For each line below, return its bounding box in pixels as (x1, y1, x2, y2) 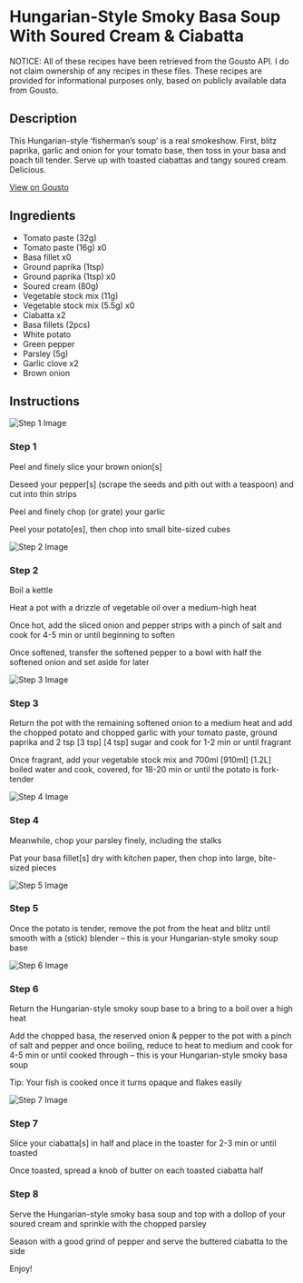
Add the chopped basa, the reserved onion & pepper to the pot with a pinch (9, 1030, 292, 1041)
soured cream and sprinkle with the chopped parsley (9, 1218, 207, 1228)
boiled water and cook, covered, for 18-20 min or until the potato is (9, 764, 259, 775)
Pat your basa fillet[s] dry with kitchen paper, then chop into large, (9, 852, 257, 863)
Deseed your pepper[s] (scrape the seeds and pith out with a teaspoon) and (9, 479, 295, 490)
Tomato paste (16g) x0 (22, 242, 107, 253)
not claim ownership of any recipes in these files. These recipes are (9, 65, 263, 76)
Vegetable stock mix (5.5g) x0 (22, 300, 135, 311)
